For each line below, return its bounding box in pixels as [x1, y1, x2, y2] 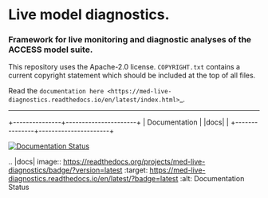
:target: [124, 165, 148, 175]
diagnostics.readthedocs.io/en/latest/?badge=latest [8, 174, 179, 184]
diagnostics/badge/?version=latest [8, 165, 123, 175]
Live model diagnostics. [8, 6, 170, 24]
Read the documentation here [8, 86, 104, 96]
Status [8, 182, 30, 192]
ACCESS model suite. [8, 44, 93, 55]
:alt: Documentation [179, 174, 245, 184]
